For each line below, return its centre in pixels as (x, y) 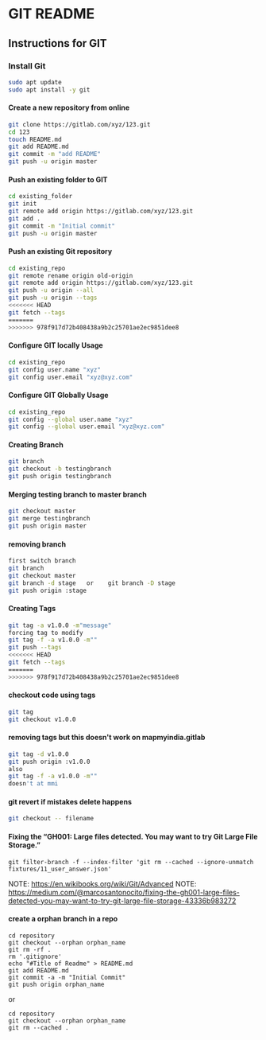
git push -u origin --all (51, 290)
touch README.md (35, 139)
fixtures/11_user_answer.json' (60, 869)
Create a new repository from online (69, 107)
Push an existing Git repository (60, 251)
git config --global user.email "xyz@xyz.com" (87, 427)
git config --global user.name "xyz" (71, 419)
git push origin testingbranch (60, 477)
